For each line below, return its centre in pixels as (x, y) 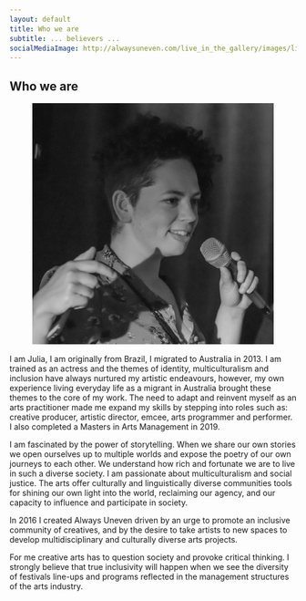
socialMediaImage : (44, 48)
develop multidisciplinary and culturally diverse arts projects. (124, 540)
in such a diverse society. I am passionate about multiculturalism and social (151, 473)
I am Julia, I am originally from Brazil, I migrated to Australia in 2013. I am (146, 359)
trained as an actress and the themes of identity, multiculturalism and (139, 368)
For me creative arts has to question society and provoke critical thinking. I (149, 557)
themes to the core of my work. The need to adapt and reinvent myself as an (153, 398)
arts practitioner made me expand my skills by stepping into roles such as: (149, 408)
